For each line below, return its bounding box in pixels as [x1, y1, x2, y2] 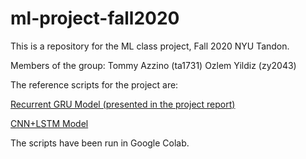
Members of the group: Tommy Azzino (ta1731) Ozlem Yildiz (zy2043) [10, 59, 297, 71]
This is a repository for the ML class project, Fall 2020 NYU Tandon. [10, 40, 290, 52]
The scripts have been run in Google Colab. [10, 137, 190, 149]
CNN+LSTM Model [10, 117, 89, 129]
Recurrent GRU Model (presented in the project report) [10, 98, 236, 110]
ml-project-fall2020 [10, 7, 180, 30]
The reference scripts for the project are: [10, 78, 179, 91]
